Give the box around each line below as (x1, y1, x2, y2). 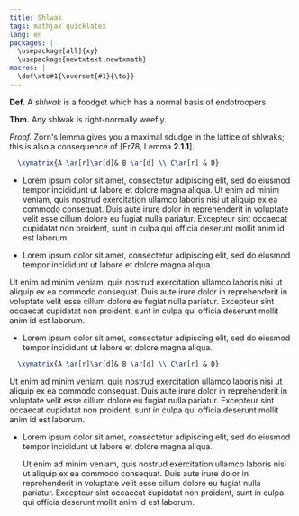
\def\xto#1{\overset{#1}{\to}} (17, 72, 135, 81)
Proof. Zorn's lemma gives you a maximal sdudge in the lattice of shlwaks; (9, 131, 285, 142)
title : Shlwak (9, 13, 63, 23)
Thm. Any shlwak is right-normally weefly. (9, 113, 167, 124)
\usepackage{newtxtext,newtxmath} (17, 55, 147, 64)
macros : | (9, 64, 47, 73)
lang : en (9, 30, 42, 39)
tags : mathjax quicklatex (9, 22, 106, 31)
